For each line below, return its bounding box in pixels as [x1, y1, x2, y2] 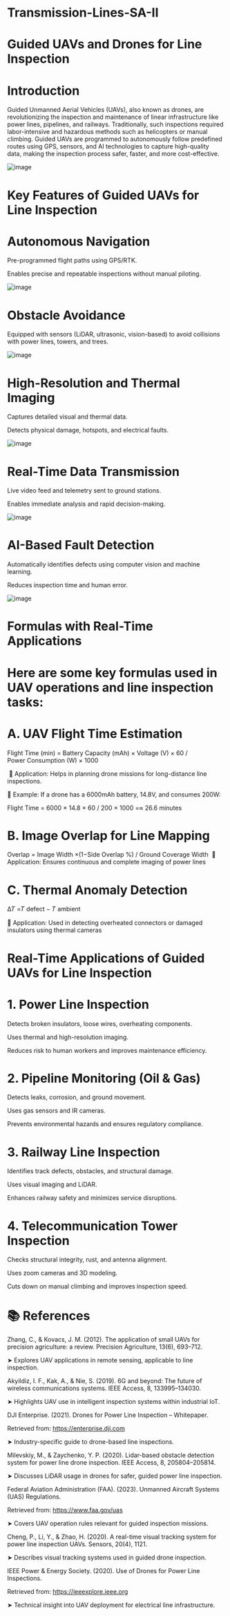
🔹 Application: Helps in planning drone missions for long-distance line [8, 769, 207, 778]
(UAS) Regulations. [7, 1492, 61, 1501]
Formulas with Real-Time [7, 618, 153, 634]
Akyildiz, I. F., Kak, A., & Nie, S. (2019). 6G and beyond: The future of [7, 1377, 202, 1385]
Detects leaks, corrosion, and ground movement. [7, 1093, 146, 1101]
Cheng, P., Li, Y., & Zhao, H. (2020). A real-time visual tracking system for [7, 1532, 217, 1541]
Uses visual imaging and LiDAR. [7, 1180, 97, 1189]
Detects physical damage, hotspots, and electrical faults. [7, 426, 169, 435]
